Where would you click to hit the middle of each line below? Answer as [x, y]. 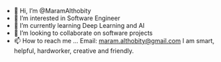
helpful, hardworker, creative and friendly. [74, 51]
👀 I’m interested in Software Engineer [67, 18]
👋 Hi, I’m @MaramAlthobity [52, 11]
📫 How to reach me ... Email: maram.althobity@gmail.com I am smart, [114, 41]
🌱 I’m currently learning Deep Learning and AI [79, 25]
